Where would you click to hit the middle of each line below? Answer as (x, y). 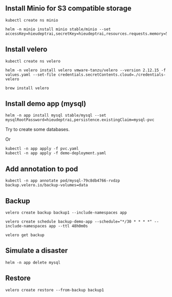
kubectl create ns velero (33, 61)
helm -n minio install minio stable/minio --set (58, 29)
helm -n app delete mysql (33, 262)
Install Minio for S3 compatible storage (68, 8)
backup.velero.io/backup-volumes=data (47, 185)
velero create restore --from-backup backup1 (55, 290)
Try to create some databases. (38, 130)
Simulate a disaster (37, 251)
